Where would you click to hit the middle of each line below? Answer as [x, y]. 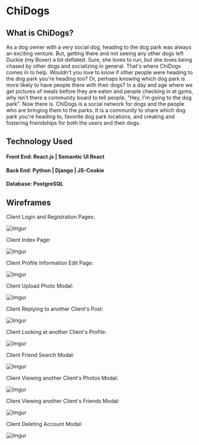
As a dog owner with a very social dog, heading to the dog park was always [99, 47]
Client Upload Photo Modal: [40, 286]
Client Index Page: [29, 239]
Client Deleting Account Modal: [44, 424]
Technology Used [40, 142]
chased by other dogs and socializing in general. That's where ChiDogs [94, 66]
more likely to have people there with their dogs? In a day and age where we [99, 85]
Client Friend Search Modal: [40, 355]
